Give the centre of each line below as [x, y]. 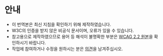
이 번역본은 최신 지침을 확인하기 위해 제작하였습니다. [61, 24]
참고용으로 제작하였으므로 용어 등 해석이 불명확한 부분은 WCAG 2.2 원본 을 [82, 37]
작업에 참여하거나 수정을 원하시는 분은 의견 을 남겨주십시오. [67, 49]
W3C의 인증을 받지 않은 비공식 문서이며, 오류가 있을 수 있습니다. [73, 30]
